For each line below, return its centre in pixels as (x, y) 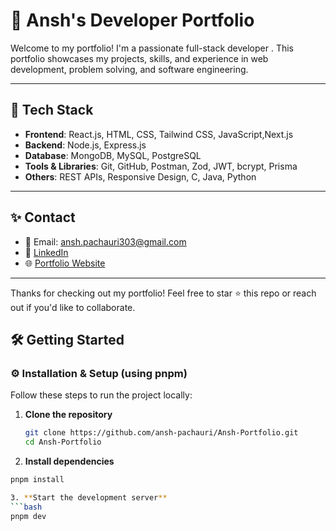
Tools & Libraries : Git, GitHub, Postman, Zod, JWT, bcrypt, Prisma (161, 166)
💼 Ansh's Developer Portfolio (132, 20)
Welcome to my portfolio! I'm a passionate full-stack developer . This (152, 48)
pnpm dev (28, 516)
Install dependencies (69, 461)
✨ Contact (43, 217)
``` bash (26, 507)
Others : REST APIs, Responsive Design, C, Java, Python (140, 176)
